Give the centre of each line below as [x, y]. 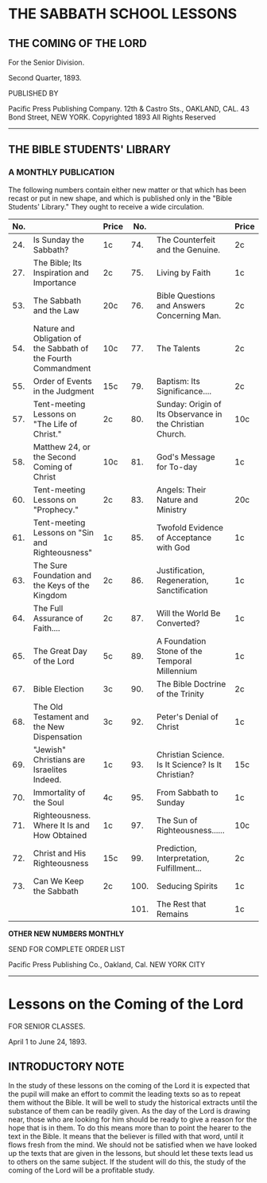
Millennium [177, 671]
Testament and [61, 716]
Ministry [171, 509]
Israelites [50, 770]
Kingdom [50, 595]
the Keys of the [61, 585]
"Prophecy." [56, 509]
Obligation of [57, 338]
